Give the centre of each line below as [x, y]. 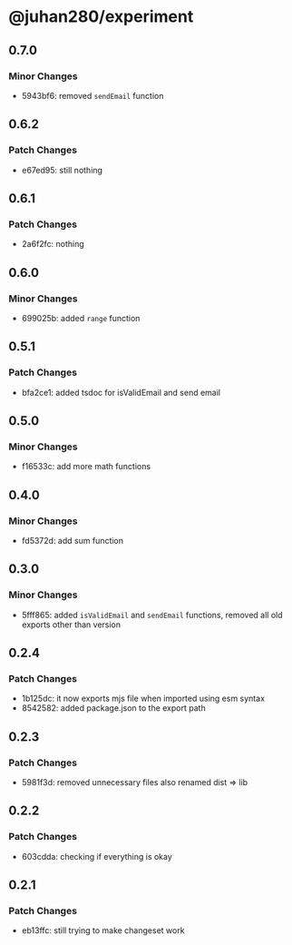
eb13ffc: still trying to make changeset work [103, 930]
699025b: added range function [81, 318]
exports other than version [71, 625]
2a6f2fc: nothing [53, 244]
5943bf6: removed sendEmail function [92, 95]
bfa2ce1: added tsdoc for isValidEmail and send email [121, 392]
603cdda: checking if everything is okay [97, 856]
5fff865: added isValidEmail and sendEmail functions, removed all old [152, 615]
